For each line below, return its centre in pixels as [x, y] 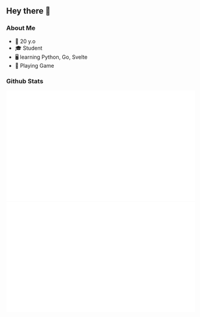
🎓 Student [28, 48]
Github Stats [25, 81]
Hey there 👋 [28, 11]
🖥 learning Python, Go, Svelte [51, 57]
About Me [21, 28]
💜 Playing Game [34, 65]
